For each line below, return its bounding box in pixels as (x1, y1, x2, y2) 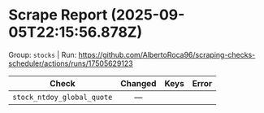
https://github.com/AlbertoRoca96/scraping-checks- (78, 50, 256, 59)
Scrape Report (8, 6, 108, 24)
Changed (120, 77, 157, 89)
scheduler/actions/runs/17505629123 (8, 59, 133, 68)
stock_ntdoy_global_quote (12, 92, 113, 102)
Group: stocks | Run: (8, 50, 77, 59)
